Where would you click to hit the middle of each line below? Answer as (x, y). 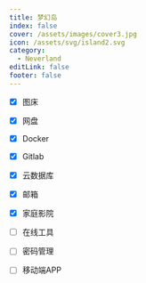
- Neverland (40, 59)
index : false (33, 26)
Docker (36, 138)
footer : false (36, 76)
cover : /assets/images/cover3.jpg (73, 34)
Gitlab (33, 156)
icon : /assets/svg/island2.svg (67, 42)
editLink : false (39, 68)
